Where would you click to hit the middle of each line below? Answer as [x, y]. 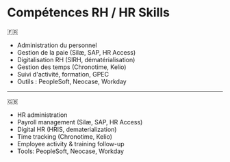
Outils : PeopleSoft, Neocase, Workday [72, 81]
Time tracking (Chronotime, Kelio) [65, 136]
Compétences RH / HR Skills [88, 13]
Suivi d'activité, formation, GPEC [63, 74]
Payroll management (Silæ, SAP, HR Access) [80, 122]
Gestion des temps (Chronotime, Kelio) [72, 67]
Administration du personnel [57, 45]
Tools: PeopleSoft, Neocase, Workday [71, 151]
